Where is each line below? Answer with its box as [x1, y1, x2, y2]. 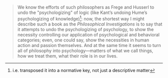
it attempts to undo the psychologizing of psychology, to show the [17, 26, 154, 32]
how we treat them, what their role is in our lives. [17, 52, 118, 59]
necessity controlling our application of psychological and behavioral [17, 31, 160, 37]
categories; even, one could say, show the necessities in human [17, 37, 149, 43]
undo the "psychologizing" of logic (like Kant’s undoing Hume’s [17, 9, 147, 15]
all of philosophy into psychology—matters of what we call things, [17, 47, 153, 53]
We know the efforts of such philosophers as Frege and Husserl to [17, 4, 154, 10]
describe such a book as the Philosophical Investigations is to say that [17, 21, 162, 27]
